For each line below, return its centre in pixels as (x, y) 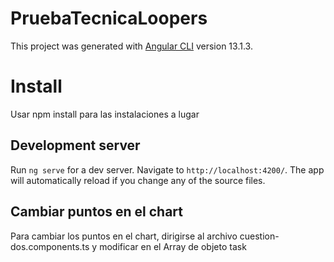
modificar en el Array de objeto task (173, 246)
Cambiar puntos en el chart (97, 212)
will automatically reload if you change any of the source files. (138, 180)
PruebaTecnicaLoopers (109, 18)
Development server (75, 145)
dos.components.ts (50, 246)
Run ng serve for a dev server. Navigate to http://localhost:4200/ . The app (167, 169)
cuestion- (259, 236)
